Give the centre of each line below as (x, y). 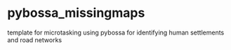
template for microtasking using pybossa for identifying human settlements (116, 32)
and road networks (34, 39)
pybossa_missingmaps (76, 13)
